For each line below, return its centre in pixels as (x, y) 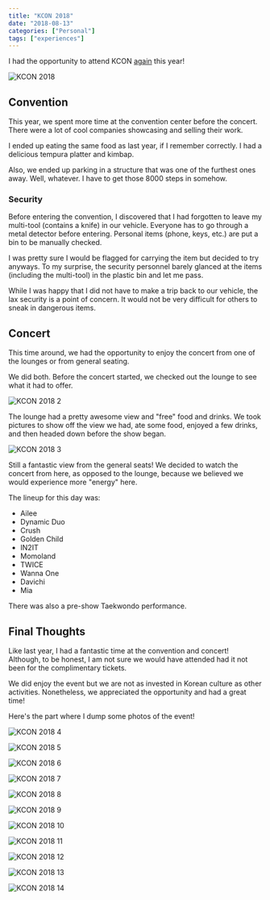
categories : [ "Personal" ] (52, 31)
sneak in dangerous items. (52, 308)
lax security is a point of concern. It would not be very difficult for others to (133, 300)
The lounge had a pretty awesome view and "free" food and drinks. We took (135, 417)
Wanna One (39, 574)
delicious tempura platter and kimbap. (71, 155)
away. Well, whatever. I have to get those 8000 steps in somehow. (118, 179)
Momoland (38, 556)
